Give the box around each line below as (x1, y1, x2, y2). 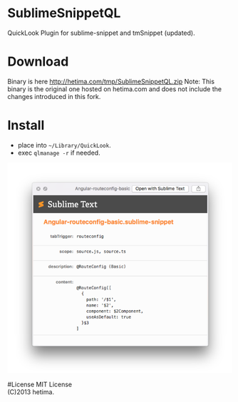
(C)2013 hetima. (7, 388, 55, 396)
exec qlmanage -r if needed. (17, 148, 101, 157)
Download (7, 53, 69, 70)
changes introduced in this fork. (7, 92, 101, 100)
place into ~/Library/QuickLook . (17, 140, 112, 149)
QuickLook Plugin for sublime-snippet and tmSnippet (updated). (7, 29, 195, 37)
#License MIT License (7, 380, 73, 389)
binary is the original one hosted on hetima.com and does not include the (7, 84, 222, 93)
